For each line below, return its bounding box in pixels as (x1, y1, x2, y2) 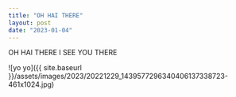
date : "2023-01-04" (8, 26, 73, 34)
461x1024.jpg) (8, 80, 55, 89)
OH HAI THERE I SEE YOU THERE (8, 48, 118, 58)
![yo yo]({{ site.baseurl (8, 63, 82, 73)
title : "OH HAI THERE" (8, 11, 83, 20)
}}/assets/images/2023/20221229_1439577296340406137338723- (8, 72, 229, 81)
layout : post (8, 19, 52, 27)
